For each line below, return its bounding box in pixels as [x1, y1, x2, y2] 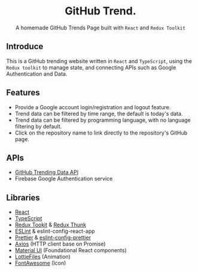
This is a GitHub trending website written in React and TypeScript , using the [6, 57, 193, 64]
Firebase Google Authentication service [14, 175, 113, 183]
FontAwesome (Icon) [14, 259, 66, 267]
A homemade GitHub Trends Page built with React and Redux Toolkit [16, 24, 185, 31]
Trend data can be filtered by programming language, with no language [14, 116, 191, 124]
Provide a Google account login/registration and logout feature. [14, 103, 171, 110]
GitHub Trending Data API [14, 169, 79, 176]
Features [6, 88, 40, 98]
